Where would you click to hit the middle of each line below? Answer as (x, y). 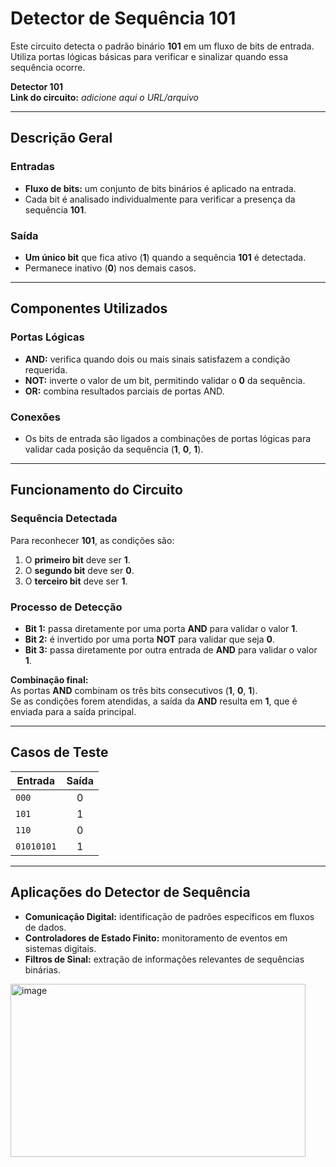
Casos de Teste (59, 752)
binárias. (42, 969)
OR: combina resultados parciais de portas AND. (124, 391)
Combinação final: (49, 679)
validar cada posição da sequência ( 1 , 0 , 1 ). (114, 449)
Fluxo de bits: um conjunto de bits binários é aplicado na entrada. (160, 188)
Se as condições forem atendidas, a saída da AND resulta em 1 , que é (154, 701)
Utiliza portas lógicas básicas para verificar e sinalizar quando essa (149, 56)
